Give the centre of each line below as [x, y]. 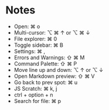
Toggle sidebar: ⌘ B [39, 45]
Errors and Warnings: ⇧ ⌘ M [49, 57]
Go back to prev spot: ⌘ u [45, 82]
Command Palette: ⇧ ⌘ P [45, 63]
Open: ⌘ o [27, 26]
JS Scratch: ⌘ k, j [35, 88]
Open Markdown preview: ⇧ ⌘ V [54, 76]
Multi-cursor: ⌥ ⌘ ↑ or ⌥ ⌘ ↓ [52, 32]
